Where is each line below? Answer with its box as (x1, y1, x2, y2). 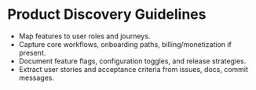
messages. (18, 73, 55, 82)
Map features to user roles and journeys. (18, 31, 151, 41)
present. (18, 48, 46, 57)
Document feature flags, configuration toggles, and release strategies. (18, 56, 247, 66)
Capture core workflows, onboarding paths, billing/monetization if (18, 39, 232, 49)
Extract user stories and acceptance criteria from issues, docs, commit (18, 64, 249, 74)
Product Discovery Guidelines (7, 5, 207, 23)
